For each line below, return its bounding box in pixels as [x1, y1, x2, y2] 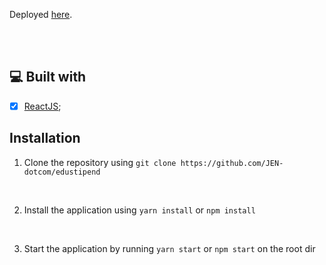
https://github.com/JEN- [180, 158, 284, 168]
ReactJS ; [23, 100, 62, 112]
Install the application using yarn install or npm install [23, 204, 256, 216]
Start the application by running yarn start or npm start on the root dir [23, 242, 316, 254]
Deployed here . [9, 9, 73, 20]
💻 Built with [9, 69, 87, 86]
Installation [9, 130, 81, 147]
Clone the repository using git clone [23, 156, 177, 168]
